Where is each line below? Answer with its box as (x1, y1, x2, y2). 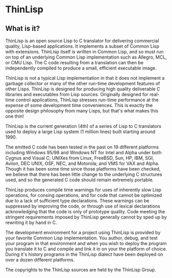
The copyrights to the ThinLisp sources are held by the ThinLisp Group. (5, 267, 157, 273)
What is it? (5, 24, 40, 33)
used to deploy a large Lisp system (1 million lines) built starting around (5, 128, 156, 135)
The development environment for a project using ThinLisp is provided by (5, 230, 161, 235)
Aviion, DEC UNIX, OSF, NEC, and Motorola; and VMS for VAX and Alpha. (5, 160, 160, 166)
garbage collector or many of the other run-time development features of (5, 81, 160, 86)
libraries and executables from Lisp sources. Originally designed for (5, 91, 149, 97)
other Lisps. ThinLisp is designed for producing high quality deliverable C (5, 86, 160, 92)
